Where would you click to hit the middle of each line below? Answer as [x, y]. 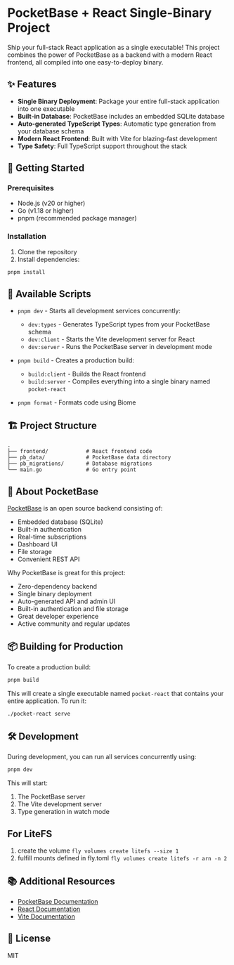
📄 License [29, 939]
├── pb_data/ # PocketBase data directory [89, 458]
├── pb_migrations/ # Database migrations [80, 464]
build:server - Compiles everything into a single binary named [119, 381]
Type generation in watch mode [64, 812]
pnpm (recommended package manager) [77, 218]
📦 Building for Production [65, 646]
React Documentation [49, 909]
